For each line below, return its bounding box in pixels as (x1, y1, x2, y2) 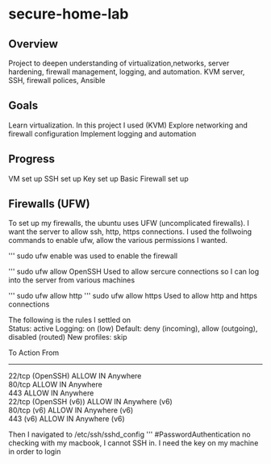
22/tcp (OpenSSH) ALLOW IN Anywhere (8, 371, 142, 381)
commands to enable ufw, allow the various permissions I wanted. (8, 236, 228, 245)
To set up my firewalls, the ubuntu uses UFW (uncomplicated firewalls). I (8, 219, 250, 228)
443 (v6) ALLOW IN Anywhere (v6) (8, 414, 125, 424)
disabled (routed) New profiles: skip (8, 332, 127, 342)
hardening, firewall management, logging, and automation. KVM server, (8, 67, 245, 77)
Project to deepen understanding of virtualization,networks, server (8, 58, 230, 68)
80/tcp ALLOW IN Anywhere (8, 380, 102, 390)
